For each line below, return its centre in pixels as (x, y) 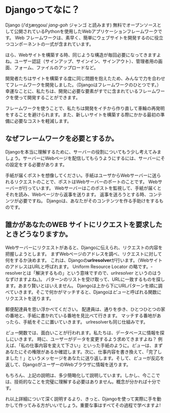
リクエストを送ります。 (30, 298)
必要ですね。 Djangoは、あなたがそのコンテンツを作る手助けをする (89, 200)
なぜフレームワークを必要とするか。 (62, 139)
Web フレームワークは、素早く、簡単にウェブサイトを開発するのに (85, 38)
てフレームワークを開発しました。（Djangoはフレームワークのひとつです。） (83, 84)
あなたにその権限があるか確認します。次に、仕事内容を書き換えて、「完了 (81, 351)
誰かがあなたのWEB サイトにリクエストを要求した (84, 225)
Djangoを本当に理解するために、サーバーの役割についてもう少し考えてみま (83, 152)
